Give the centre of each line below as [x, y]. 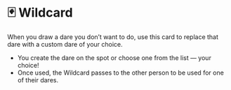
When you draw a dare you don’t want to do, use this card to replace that [113, 37]
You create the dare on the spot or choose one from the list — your [114, 58]
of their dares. [38, 80]
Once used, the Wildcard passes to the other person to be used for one [121, 73]
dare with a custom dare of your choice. [65, 44]
